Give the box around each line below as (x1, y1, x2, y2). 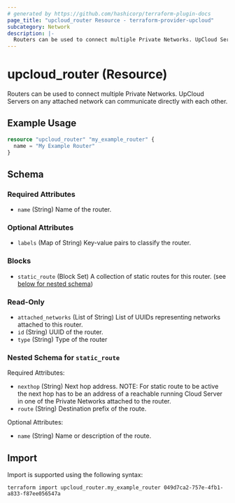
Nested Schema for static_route (7, 353, 120, 362)
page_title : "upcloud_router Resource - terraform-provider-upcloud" (7, 17, 215, 24)
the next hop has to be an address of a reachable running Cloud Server (17, 390, 222, 398)
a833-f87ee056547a (7, 490, 61, 497)
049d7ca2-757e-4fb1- (163, 484, 224, 491)
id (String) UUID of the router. (17, 328, 104, 336)
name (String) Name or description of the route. (17, 432, 152, 440)
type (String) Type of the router (17, 336, 108, 344)
